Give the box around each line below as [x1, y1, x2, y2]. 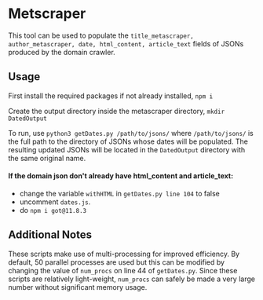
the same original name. [8, 153, 86, 163]
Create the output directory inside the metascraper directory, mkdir [8, 106, 225, 115]
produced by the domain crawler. [8, 47, 115, 57]
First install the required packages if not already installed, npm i [8, 91, 214, 101]
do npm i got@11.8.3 [19, 205, 87, 214]
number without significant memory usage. [8, 282, 148, 291]
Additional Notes [8, 229, 93, 242]
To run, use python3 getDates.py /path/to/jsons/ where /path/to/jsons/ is [8, 128, 254, 137]
